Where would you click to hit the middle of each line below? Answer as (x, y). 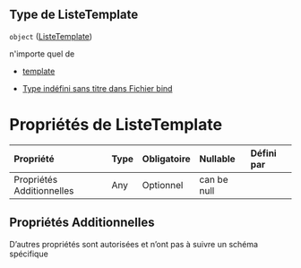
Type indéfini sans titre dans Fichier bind (97, 88)
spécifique (29, 254)
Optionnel (163, 185)
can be (214, 179)
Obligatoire (166, 159)
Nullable (217, 159)
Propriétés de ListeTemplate (116, 125)
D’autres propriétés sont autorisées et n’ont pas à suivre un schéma (133, 244)
